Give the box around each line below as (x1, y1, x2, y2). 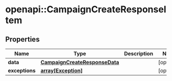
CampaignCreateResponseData (40, 59, 119, 66)
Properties (5, 35, 40, 44)
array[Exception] (40, 67, 83, 74)
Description (124, 50, 154, 57)
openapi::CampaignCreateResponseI (5, 4, 166, 15)
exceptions (8, 67, 36, 74)
